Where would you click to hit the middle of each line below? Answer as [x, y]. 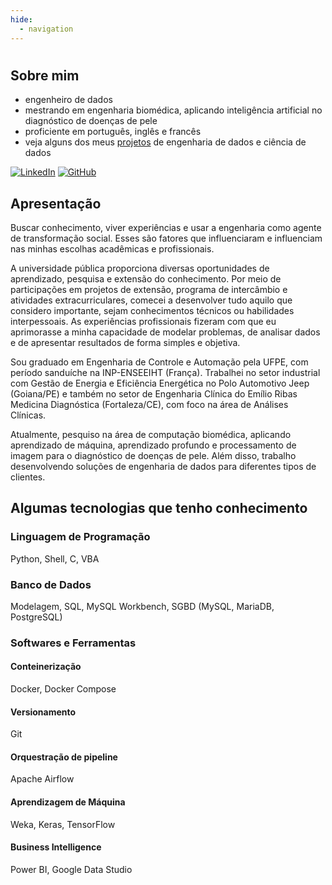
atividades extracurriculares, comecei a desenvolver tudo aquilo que [151, 300]
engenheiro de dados [68, 100]
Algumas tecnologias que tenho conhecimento [159, 508]
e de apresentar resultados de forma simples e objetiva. [125, 342]
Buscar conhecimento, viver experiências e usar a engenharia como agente [166, 227]
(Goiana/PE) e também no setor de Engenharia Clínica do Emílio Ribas [154, 393]
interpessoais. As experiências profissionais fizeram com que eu [143, 321]
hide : [21, 19]
